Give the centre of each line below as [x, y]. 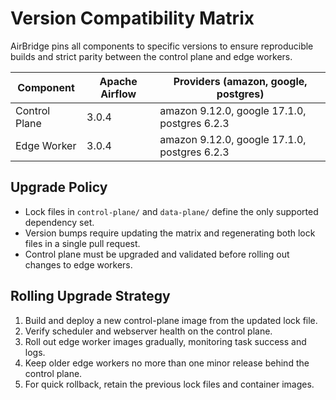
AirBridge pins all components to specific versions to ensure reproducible [162, 46]
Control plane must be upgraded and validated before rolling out [157, 254]
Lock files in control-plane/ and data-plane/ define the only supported [171, 211]
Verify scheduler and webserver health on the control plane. [148, 331]
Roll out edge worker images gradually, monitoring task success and [165, 341]
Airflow [118, 94]
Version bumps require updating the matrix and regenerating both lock [170, 233]
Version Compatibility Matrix [132, 18]
